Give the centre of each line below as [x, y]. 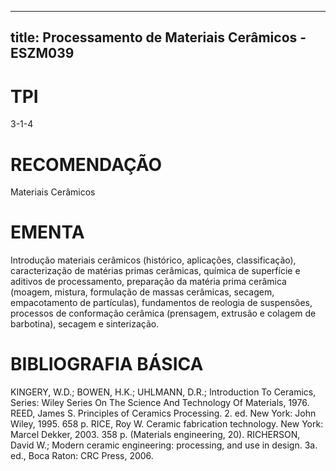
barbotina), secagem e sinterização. [85, 324]
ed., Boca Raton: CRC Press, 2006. [82, 456]
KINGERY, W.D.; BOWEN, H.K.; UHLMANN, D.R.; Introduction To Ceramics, [163, 392]
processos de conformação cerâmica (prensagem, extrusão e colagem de [163, 313]
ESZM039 [42, 53]
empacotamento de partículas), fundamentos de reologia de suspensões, [161, 303]
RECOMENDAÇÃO [86, 164]
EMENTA [47, 232]
